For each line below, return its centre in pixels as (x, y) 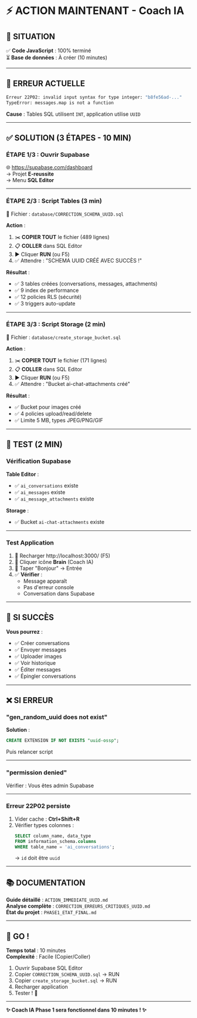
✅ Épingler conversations (45, 676)
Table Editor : (23, 474)
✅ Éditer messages (38, 669)
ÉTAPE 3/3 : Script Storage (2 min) (56, 324)
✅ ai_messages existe (40, 492)
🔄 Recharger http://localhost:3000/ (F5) (62, 556)
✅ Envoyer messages (40, 650)
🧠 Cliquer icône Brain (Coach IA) (54, 562)
